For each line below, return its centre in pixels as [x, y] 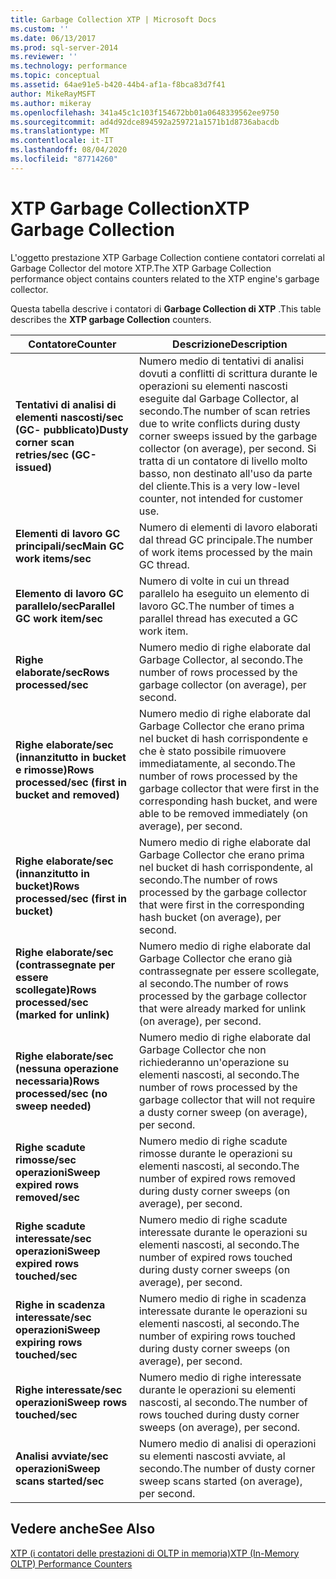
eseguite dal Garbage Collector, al [218, 398]
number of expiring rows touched [217, 1336]
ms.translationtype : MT [60, 131]
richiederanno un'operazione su [214, 1062]
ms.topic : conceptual [55, 76]
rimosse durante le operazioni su [215, 1153]
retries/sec [42, 454]
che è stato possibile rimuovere [212, 751]
